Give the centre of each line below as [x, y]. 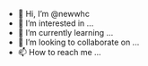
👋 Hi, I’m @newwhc [53, 14]
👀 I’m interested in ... [56, 23]
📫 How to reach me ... [59, 52]
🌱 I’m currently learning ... [65, 33]
